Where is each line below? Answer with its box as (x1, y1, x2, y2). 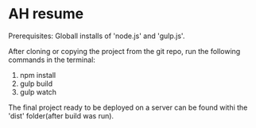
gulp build (19, 79, 53, 88)
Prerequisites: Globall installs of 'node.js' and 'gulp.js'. (8, 31, 185, 41)
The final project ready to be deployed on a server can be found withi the (8, 103, 248, 112)
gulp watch (19, 87, 57, 96)
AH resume (8, 5, 84, 23)
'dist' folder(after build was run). (8, 111, 114, 120)
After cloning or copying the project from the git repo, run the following (8, 46, 241, 56)
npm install (19, 70, 56, 80)
